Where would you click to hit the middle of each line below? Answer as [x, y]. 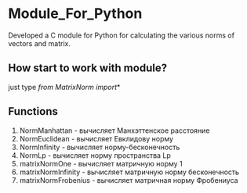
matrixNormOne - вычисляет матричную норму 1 [101, 163]
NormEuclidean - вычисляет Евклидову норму [96, 138]
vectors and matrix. [40, 43]
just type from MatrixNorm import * [64, 87]
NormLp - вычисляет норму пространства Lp [95, 155]
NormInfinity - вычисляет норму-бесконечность [100, 147]
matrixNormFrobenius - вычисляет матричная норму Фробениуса [129, 180]
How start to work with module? [87, 68]
